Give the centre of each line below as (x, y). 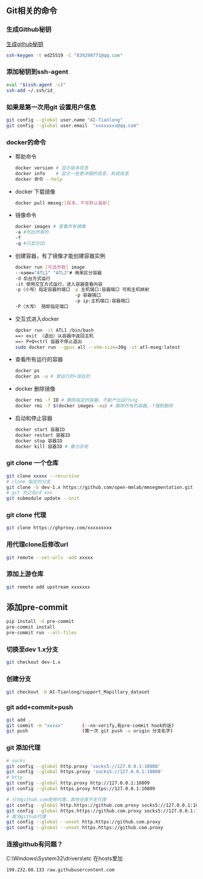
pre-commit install (31, 627)
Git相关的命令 (32, 11)
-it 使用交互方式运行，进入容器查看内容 (59, 284)
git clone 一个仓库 (32, 463)
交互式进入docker (37, 318)
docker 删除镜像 (35, 389)
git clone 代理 (26, 515)
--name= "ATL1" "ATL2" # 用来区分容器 (58, 273)
